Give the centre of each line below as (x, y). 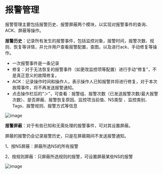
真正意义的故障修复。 (38, 75)
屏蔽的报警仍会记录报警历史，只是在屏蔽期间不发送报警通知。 (67, 136)
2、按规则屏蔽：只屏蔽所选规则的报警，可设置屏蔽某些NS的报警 (69, 157)
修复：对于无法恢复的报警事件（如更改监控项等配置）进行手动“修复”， (82, 69)
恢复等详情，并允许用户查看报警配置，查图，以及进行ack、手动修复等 (83, 47)
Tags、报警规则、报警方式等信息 (45, 105)
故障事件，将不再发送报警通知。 (44, 87)
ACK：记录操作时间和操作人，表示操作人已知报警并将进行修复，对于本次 (85, 81)
